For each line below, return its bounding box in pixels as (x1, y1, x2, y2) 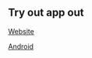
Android (8, 42, 34, 51)
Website (8, 26, 35, 36)
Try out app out (8, 6, 84, 19)
